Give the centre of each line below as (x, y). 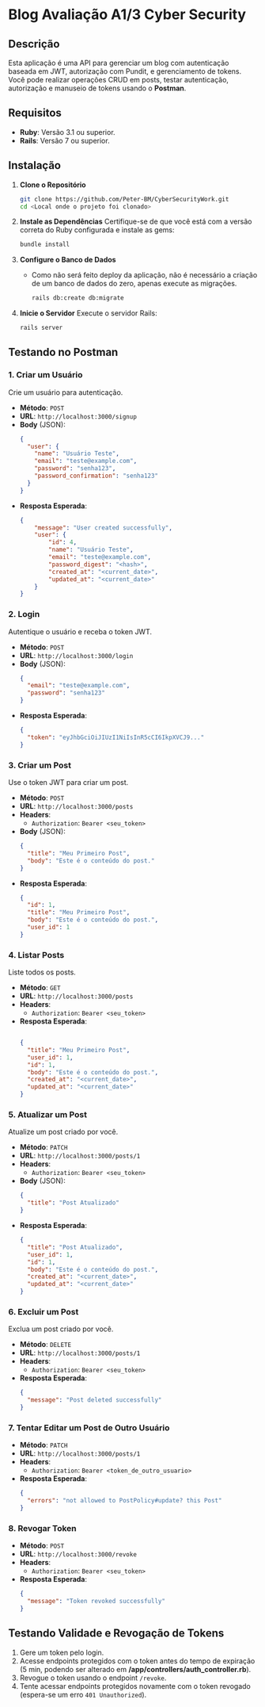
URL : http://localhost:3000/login (76, 655)
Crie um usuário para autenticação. (66, 392)
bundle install (45, 245)
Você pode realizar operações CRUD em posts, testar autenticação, (119, 80)
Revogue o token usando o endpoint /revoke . (93, 1678)
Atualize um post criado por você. (63, 1132)
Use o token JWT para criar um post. (68, 783)
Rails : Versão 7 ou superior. (64, 140)
